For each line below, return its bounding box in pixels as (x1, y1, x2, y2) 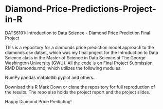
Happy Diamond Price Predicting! (5, 98, 72, 104)
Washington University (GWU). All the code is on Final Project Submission (5, 60, 153, 66)
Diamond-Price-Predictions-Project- (5, 3, 157, 15)
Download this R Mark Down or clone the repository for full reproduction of (5, 84, 155, 90)
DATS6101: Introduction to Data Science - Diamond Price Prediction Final (5, 30, 151, 36)
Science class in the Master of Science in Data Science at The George (5, 54, 146, 60)
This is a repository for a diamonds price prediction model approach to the (5, 44, 154, 50)
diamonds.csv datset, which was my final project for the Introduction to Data (5, 50, 158, 55)
